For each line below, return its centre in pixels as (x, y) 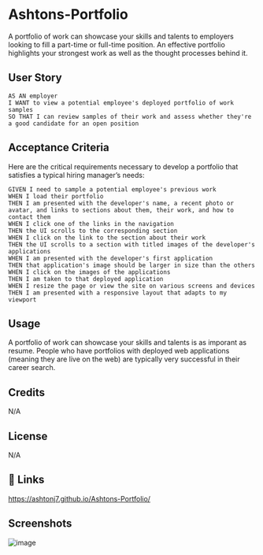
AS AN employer (33, 96)
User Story (35, 78)
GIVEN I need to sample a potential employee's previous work (112, 189)
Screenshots (40, 524)
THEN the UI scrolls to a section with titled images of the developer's (132, 244)
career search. (32, 368)
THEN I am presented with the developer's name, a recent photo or (121, 203)
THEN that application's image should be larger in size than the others (132, 265)
